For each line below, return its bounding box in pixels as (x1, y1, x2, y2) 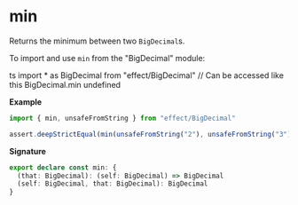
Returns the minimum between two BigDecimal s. (9, 35, 185, 46)
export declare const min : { (9, 162, 117, 172)
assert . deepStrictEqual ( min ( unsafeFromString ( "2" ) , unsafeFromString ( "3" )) (9, 130, 295, 138)
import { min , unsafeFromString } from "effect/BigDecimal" (9, 114, 237, 122)
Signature (9, 146, 47, 156)
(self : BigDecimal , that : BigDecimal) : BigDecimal (17, 179, 208, 188)
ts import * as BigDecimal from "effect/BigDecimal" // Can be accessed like (9, 69, 284, 81)
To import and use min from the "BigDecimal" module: (9, 52, 206, 63)
